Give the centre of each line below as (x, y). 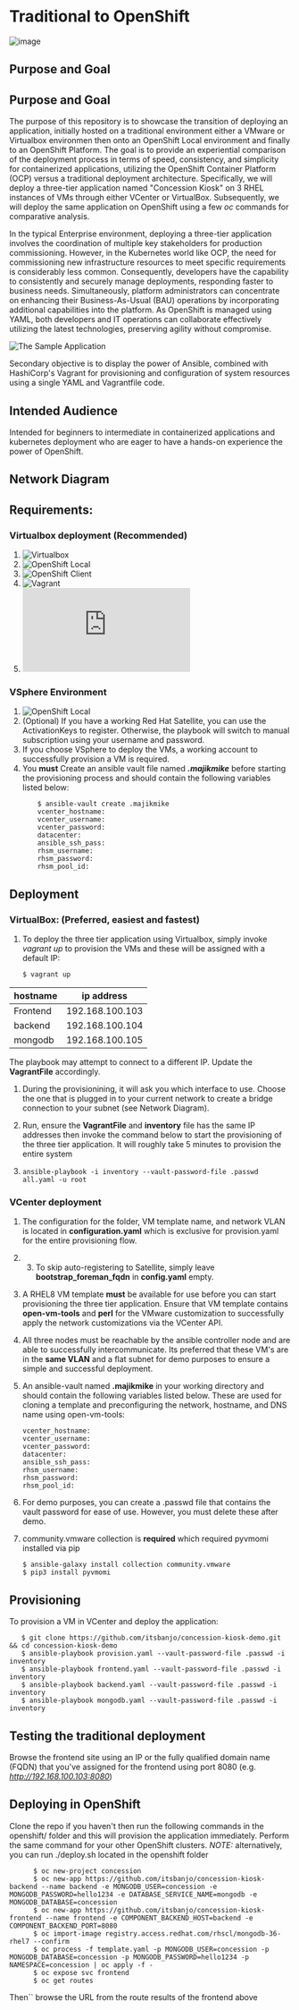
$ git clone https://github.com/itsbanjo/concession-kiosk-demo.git (151, 1638)
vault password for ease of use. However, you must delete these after (150, 1512)
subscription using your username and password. (113, 740)
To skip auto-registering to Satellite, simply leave (125, 1267)
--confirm (51, 1941)
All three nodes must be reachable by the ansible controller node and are (156, 1341)
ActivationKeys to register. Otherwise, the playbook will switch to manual (156, 730)
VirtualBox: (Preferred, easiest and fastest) (105, 919)
